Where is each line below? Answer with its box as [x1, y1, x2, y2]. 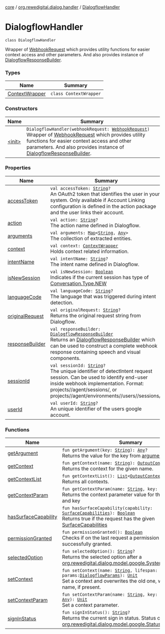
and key [62, 497, 81, 504]
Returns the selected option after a [62, 554, 142, 560]
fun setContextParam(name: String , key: [62, 592, 158, 597]
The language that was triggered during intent [50, 293, 156, 300]
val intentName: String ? [50, 256, 109, 261]
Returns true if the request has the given [62, 515, 155, 522]
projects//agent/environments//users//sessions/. [50, 392, 163, 399]
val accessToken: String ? [50, 185, 111, 191]
